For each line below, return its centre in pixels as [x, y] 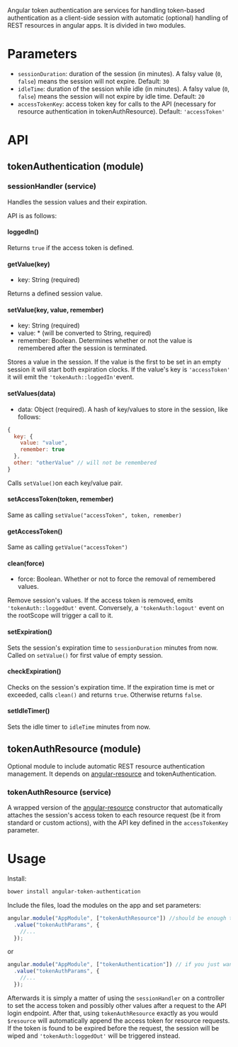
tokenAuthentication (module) [75, 166]
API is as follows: [32, 215]
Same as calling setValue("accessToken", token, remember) [95, 515]
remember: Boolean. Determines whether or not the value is [105, 341]
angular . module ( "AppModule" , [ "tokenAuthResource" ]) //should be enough [117, 918]
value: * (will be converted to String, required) [84, 333]
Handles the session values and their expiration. [77, 202]
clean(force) [26, 563]
